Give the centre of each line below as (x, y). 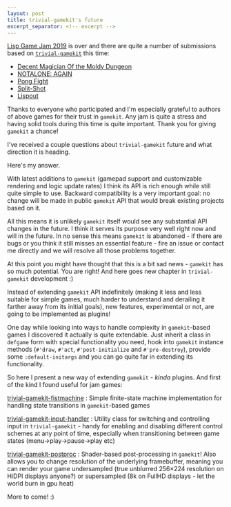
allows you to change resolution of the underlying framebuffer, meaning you (115, 461)
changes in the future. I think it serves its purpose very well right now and (112, 229)
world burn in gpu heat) (41, 484)
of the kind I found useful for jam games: (65, 385)
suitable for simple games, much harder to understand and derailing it (106, 299)
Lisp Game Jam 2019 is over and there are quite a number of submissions (112, 46)
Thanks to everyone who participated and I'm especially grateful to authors (114, 109)
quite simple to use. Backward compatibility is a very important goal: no (109, 193)
